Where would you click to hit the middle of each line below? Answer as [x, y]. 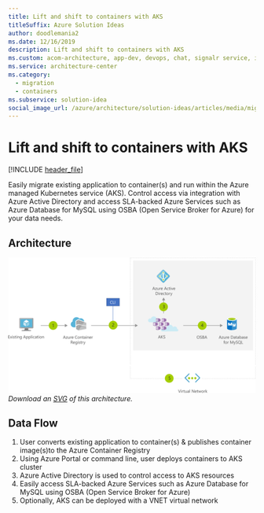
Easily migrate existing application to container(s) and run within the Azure [128, 185]
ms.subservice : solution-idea [58, 100]
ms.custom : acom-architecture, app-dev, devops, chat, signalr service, [130, 58]
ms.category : [29, 75]
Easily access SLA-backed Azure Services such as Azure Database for [134, 484]
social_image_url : [38, 108]
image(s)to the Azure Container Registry [85, 450]
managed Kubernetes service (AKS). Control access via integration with [125, 194]
